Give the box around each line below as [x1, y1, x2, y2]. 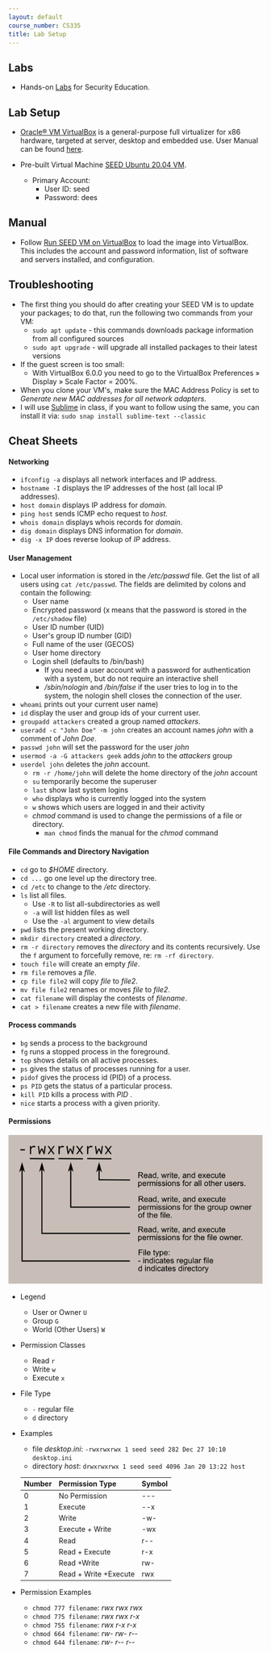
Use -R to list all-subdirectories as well [31, 899, 161, 908]
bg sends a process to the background [19, 1037, 148, 1048]
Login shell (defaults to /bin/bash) [31, 657, 145, 666]
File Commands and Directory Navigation [8, 847, 149, 857]
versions [31, 351, 61, 361]
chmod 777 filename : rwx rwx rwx [31, 1602, 143, 1613]
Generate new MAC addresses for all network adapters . [19, 394, 207, 403]
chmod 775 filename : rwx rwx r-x [31, 1611, 140, 1621]
